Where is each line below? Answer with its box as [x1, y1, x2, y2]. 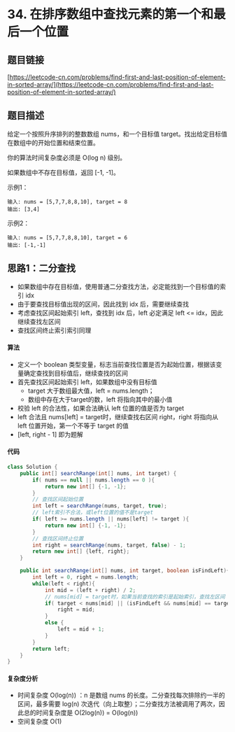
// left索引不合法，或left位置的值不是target [32, 509, 154, 516]
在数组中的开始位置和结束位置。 [7, 138, 99, 147]
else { [44, 619, 64, 626]
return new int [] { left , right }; [32, 548, 130, 555]
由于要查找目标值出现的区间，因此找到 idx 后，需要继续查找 [17, 300, 190, 308]
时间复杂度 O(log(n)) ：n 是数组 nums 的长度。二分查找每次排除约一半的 [17, 691, 225, 700]
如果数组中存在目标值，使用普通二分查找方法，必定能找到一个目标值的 [17, 282, 220, 290]
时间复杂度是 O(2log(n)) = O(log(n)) [36, 708, 138, 717]
